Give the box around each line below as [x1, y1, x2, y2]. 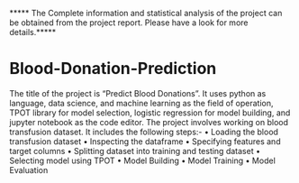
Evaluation [9, 164, 49, 175]
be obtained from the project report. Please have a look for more [9, 17, 249, 28]
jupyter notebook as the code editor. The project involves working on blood [9, 116, 289, 127]
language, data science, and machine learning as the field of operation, [9, 97, 274, 108]
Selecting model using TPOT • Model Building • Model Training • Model [9, 155, 276, 166]
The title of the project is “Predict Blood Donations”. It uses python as [9, 87, 267, 98]
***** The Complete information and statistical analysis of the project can [9, 8, 283, 18]
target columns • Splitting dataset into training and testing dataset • [9, 145, 261, 156]
